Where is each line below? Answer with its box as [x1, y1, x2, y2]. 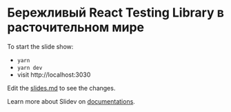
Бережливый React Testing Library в [7, 5, 224, 21]
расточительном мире [7, 19, 145, 35]
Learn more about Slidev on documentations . [7, 97, 136, 105]
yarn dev [17, 64, 43, 71]
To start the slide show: [7, 42, 74, 50]
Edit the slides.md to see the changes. [7, 84, 116, 92]
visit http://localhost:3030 [17, 71, 91, 79]
